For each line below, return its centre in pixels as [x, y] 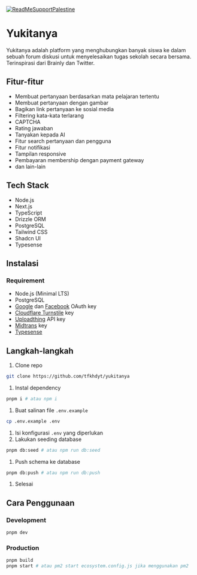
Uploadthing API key [40, 319]
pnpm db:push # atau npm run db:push [53, 473]
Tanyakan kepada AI [40, 135]
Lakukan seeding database [48, 439]
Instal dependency [38, 388]
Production [23, 548]
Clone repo [29, 365]
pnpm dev [17, 533]
